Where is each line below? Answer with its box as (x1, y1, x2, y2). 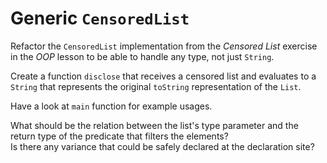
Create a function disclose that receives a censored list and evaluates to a (10, 70, 317, 82)
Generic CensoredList (10, 7, 190, 30)
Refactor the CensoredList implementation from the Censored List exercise (10, 40, 318, 52)
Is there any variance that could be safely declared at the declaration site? (10, 140, 315, 152)
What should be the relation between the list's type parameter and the (10, 119, 299, 131)
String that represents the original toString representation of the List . (10, 80, 302, 92)
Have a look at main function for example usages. (10, 100, 213, 112)
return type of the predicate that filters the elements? (10, 130, 229, 142)
